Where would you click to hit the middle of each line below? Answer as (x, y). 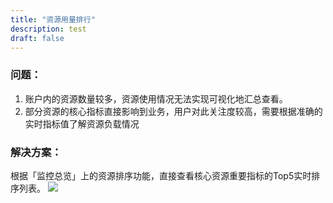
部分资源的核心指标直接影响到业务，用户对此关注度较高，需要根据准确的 (173, 111)
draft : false (37, 38)
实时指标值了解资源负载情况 (82, 123)
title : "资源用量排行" (53, 19)
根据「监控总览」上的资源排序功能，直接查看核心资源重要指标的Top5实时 (161, 175)
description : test (48, 29)
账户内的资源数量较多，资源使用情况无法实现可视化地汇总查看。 (156, 98)
